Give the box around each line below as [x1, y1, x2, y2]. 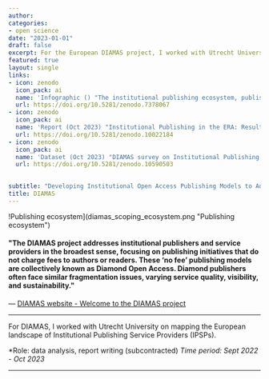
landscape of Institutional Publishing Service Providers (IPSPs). [8, 329, 217, 340]
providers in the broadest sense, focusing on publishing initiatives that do [8, 247, 259, 257]
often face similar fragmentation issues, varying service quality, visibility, [8, 273, 259, 282]
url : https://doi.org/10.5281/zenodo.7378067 [15, 101, 171, 109]
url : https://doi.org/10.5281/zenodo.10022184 [15, 130, 174, 138]
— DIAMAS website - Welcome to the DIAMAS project [8, 298, 187, 308]
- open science [8, 26, 59, 34]
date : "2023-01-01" [8, 34, 74, 42]
